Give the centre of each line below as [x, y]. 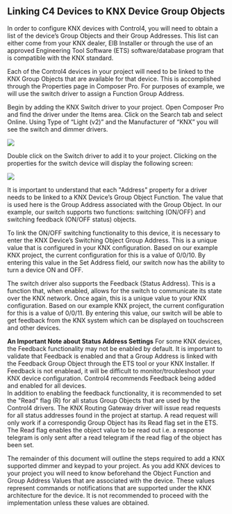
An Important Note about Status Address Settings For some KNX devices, [115, 341]
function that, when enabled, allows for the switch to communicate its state [115, 290]
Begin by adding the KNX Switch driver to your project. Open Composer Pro [116, 107]
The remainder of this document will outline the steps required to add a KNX [116, 458]
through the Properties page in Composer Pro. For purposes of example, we [116, 86]
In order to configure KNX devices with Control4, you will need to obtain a [113, 28]
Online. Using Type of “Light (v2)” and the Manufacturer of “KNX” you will [113, 122]
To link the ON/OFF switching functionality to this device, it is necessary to [114, 233]
